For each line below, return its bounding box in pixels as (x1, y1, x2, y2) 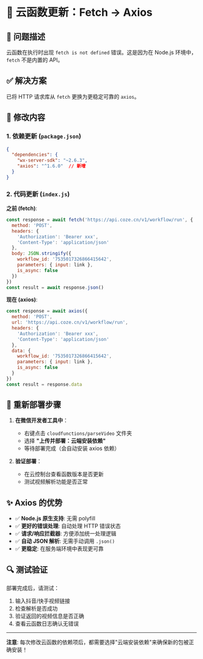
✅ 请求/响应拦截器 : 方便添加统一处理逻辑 (14, 530, 117, 537)
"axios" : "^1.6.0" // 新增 (17, 163, 86, 170)
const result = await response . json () (6, 284, 104, 291)
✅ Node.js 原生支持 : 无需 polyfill (14, 515, 95, 522)
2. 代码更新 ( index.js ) (6, 190, 70, 198)
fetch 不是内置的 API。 (6, 56, 63, 64)
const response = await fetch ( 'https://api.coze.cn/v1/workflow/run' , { (6, 217, 193, 223)
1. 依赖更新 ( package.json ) (6, 132, 82, 141)
